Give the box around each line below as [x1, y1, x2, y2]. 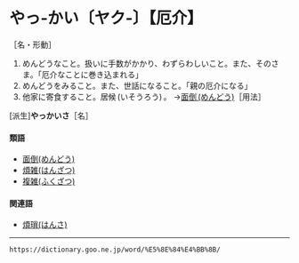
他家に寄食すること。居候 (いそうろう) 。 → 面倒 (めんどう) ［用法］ [21, 91, 266, 102]
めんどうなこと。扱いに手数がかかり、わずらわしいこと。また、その [21, 58, 271, 68]
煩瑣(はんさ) [21, 219, 69, 230]
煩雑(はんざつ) [21, 165, 76, 176]
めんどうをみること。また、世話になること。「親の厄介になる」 [21, 80, 253, 91]
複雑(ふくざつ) [21, 176, 76, 187]
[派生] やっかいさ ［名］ [9, 110, 93, 121]
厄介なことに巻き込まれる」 [41, 68, 144, 80]
